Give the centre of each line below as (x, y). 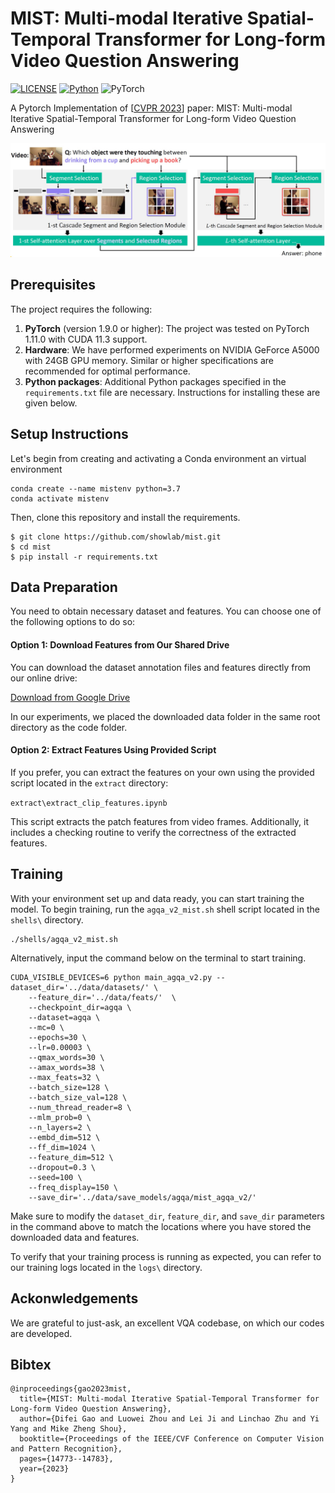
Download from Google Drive (70, 697)
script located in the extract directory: (89, 783)
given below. (51, 403)
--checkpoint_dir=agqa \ (80, 1007)
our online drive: (44, 678)
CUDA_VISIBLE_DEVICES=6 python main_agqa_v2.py (111, 977)
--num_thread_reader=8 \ (80, 1107)
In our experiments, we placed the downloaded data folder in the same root (165, 716)
